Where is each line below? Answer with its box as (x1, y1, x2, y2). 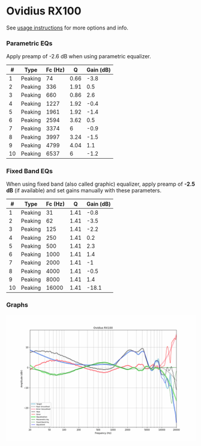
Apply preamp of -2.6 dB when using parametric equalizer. (6, 53, 151, 60)
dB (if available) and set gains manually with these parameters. (6, 187, 162, 194)
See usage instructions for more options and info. (6, 24, 129, 31)
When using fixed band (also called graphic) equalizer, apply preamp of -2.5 (6, 180, 196, 188)
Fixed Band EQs (6, 166, 53, 175)
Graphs (6, 301, 28, 309)
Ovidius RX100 (6, 4, 82, 18)
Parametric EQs (6, 39, 53, 47)
